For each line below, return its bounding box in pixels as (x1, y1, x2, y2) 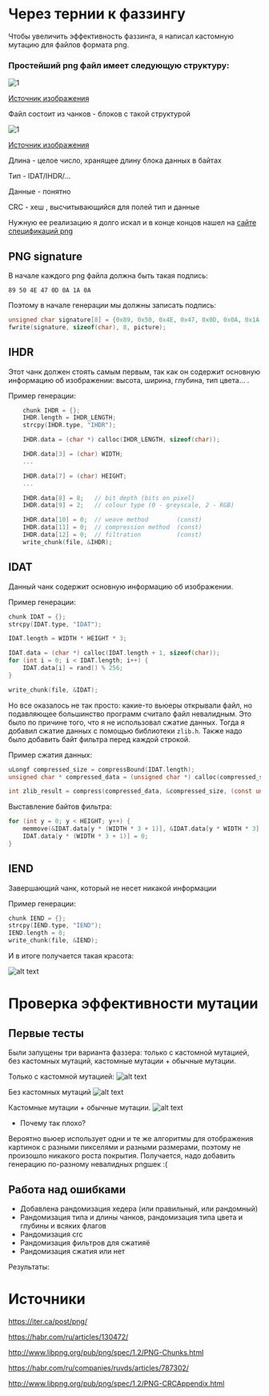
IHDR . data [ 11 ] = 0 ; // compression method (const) (22, 523, 203, 531)
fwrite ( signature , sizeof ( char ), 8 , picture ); (8, 323, 167, 331)
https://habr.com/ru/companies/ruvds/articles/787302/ (8, 1363, 190, 1373)
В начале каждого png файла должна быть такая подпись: (8, 271, 208, 280)
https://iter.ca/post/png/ (8, 1316, 88, 1326)
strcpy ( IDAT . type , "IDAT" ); (8, 620, 102, 628)
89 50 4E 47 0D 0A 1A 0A (8, 286, 91, 295)
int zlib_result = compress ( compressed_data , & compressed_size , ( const (8, 787, 252, 796)
